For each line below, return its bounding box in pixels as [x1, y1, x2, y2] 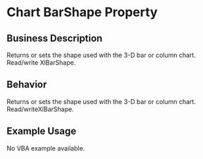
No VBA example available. [6, 144, 85, 152]
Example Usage [6, 125, 77, 137]
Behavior [6, 79, 47, 91]
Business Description [6, 32, 103, 44]
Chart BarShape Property [6, 4, 158, 20]
